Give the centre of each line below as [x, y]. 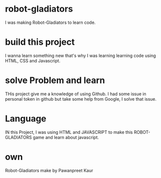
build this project [40, 42]
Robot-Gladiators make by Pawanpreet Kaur [49, 170]
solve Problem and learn [55, 80]
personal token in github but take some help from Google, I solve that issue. [81, 99]
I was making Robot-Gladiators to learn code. [50, 22]
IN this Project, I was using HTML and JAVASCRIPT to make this [69, 132]
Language [26, 119]
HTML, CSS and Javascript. [33, 61]
